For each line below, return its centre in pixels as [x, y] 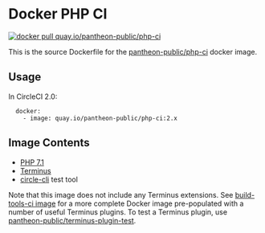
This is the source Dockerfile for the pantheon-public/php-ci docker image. [133, 51]
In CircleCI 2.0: [33, 96]
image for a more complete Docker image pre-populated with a [139, 203]
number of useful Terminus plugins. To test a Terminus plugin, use [118, 212]
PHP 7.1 [32, 162]
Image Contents [49, 143]
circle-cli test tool [49, 179]
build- [245, 194]
